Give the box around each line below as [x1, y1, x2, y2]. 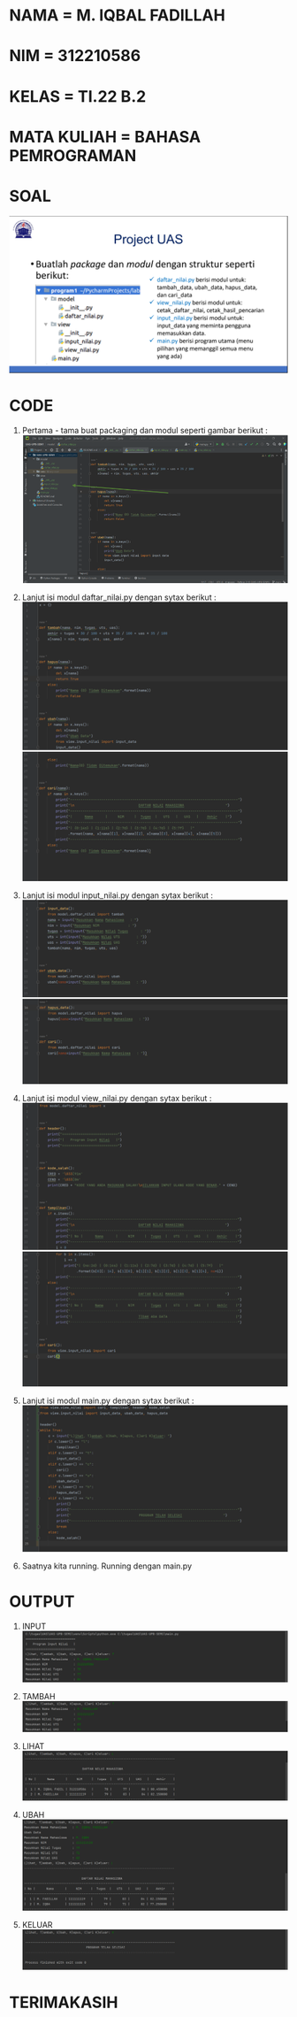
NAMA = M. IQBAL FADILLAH [9, 5, 225, 26]
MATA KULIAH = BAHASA [9, 127, 202, 147]
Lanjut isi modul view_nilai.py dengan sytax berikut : [21, 1093, 212, 1103]
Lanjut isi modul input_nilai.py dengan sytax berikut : [21, 890, 214, 901]
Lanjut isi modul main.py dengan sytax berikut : [21, 1395, 194, 1407]
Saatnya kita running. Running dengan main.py [21, 1561, 193, 1571]
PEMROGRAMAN [9, 145, 137, 165]
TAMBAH [21, 1691, 56, 1702]
